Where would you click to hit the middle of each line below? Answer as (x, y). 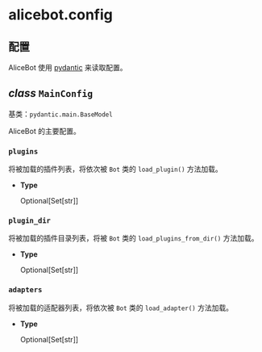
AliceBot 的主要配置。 (44, 131)
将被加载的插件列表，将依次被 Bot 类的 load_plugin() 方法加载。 (116, 169)
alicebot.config (60, 15)
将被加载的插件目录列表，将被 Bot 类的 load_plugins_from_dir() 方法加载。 (133, 238)
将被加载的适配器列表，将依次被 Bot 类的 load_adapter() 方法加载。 (121, 308)
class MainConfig (51, 93)
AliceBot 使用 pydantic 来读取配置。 (68, 67)
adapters (25, 290)
